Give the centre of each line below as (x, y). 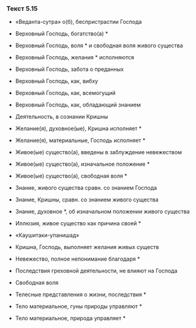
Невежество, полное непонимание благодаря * (77, 259)
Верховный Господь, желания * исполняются (75, 58)
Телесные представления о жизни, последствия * (81, 294)
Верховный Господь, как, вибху (57, 81)
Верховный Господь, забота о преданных (70, 69)
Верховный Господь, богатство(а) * (62, 34)
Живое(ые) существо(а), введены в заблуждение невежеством (99, 152)
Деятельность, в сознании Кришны (62, 117)
